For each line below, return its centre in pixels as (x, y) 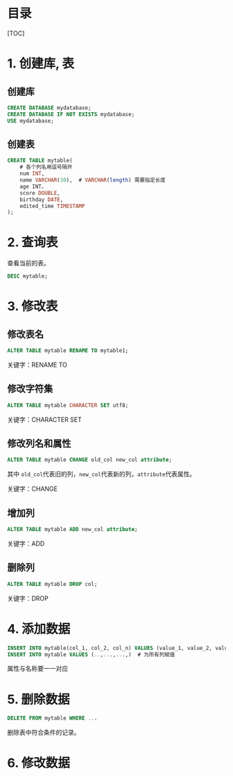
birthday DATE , (42, 199)
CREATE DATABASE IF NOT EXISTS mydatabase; (71, 114)
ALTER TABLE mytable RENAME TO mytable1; (68, 351)
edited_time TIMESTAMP (52, 206)
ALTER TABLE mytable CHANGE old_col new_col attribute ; (89, 460)
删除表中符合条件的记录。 (44, 733)
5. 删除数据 (38, 699)
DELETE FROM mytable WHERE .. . (52, 718)
